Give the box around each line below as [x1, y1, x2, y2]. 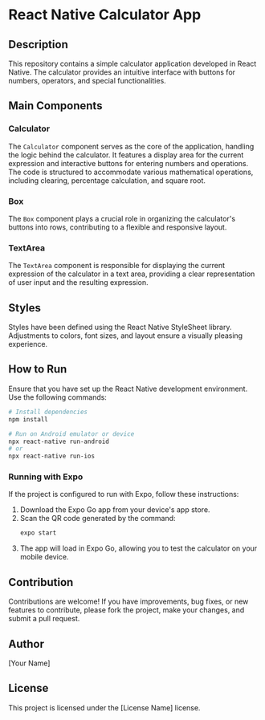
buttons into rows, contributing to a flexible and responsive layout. [8, 222, 227, 232]
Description [8, 38, 68, 51]
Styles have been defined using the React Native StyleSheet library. [8, 323, 232, 332]
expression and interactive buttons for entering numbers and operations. [8, 158, 249, 168]
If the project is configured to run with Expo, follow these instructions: [8, 490, 239, 499]
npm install [8, 415, 48, 423]
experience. [8, 340, 48, 349]
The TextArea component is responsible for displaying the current [8, 261, 226, 271]
